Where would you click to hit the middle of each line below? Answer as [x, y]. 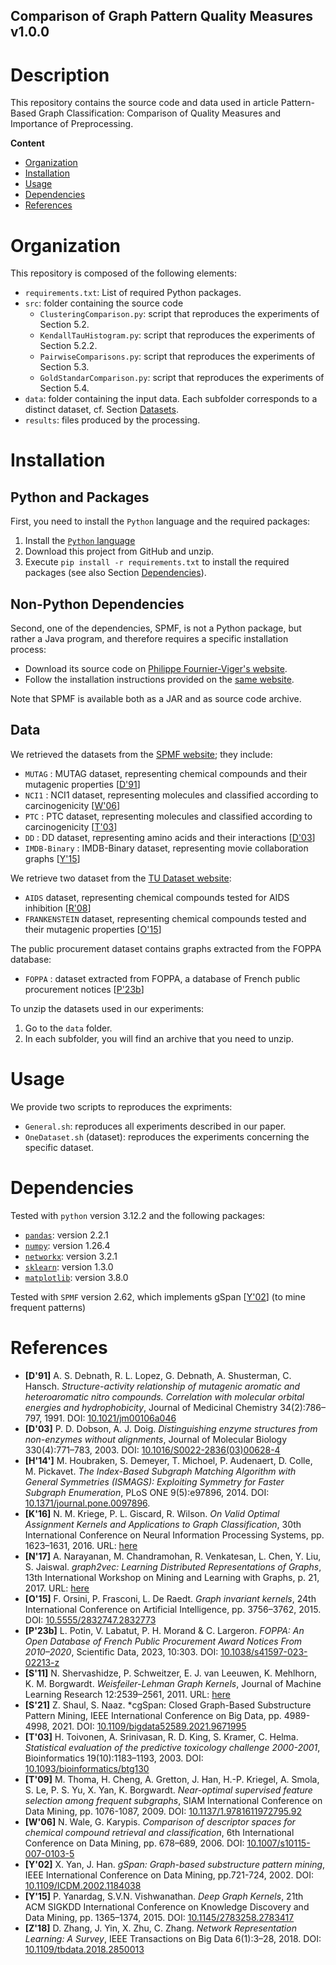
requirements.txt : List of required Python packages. [133, 293]
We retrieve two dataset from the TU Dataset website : [121, 878]
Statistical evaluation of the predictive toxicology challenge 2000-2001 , [172, 1747]
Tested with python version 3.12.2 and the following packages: [138, 1215]
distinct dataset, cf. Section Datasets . [101, 410]
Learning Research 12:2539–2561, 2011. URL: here [127, 1694]
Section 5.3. [64, 367]
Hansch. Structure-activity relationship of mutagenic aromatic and [162, 1386]
